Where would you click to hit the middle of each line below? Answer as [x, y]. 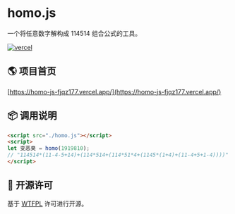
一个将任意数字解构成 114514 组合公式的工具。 [74, 33]
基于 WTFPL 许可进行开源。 [48, 203]
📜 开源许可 [30, 185]
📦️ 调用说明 [32, 116]
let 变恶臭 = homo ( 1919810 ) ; [49, 149]
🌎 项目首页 [32, 71]
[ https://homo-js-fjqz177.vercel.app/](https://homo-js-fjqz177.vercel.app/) [114, 92]
